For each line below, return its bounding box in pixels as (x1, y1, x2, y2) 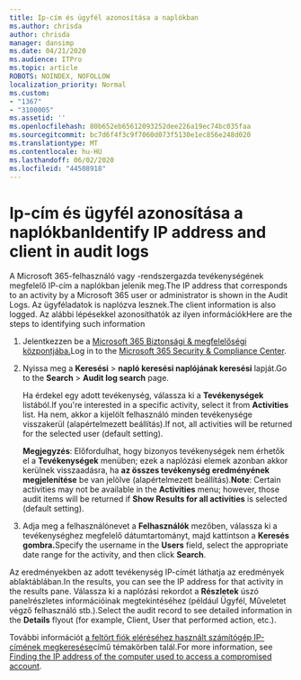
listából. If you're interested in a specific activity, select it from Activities (22, 400, 289, 411)
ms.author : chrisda (9, 22, 83, 31)
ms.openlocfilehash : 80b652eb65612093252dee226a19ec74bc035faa (9, 122, 252, 131)
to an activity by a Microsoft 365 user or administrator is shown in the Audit (9, 290, 288, 301)
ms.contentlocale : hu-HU (9, 147, 102, 156)
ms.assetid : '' (9, 113, 66, 122)
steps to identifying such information (9, 319, 146, 330)
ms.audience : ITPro (9, 55, 83, 64)
